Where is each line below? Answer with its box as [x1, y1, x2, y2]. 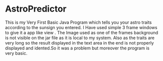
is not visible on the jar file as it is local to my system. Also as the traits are [5, 35, 155, 41]
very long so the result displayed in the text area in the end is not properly [5, 40, 154, 46]
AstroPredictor [5, 3, 67, 15]
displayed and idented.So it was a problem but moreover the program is [5, 45, 150, 51]
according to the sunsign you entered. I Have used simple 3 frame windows [5, 24, 158, 30]
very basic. [5, 50, 28, 56]
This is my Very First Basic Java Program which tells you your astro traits [5, 19, 152, 25]
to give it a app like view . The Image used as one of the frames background [5, 30, 158, 35]
